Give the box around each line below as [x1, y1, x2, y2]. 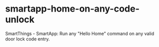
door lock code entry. [5, 36, 50, 42]
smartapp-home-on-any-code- [5, 3, 140, 15]
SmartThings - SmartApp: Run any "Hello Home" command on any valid [5, 30, 154, 36]
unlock [5, 14, 35, 25]
